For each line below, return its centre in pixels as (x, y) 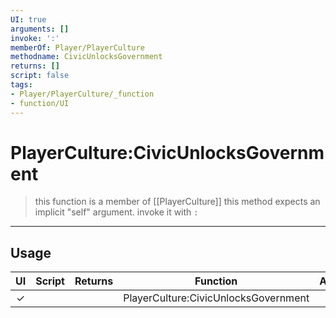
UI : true (28, 19)
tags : (21, 85)
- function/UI (40, 103)
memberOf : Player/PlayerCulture (77, 47)
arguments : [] (40, 29)
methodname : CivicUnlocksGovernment (86, 57)
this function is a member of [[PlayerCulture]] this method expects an (177, 202)
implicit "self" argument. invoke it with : (116, 212)
